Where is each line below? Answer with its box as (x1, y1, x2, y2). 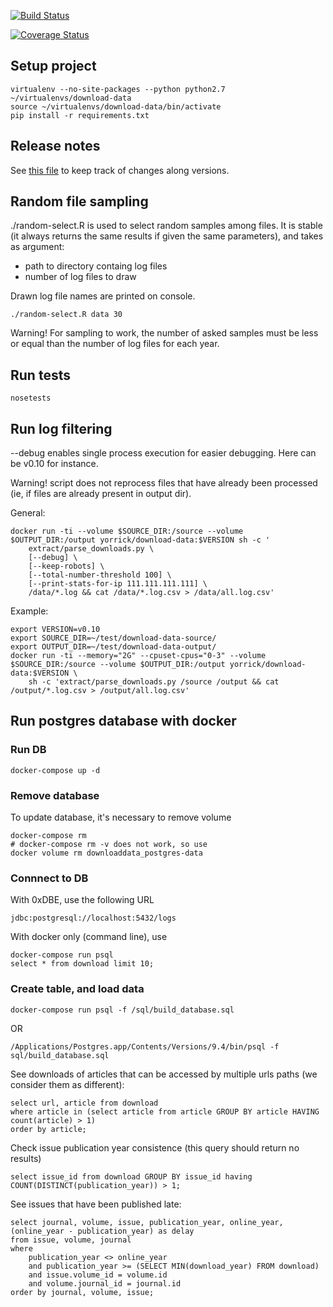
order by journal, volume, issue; (10, 1287, 155, 1297)
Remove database (10, 788, 100, 802)
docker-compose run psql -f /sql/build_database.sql (10, 1005, 235, 1015)
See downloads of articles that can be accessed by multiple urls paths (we (10, 1068, 318, 1080)
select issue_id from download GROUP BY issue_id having (10, 1171, 253, 1182)
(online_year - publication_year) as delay (10, 1226, 195, 1236)
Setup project (10, 58, 97, 75)
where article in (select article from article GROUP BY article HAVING (10, 1106, 320, 1117)
